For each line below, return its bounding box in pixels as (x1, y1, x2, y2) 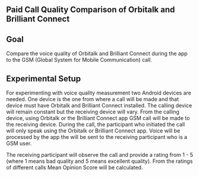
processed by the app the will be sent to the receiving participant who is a (6, 134, 188, 141)
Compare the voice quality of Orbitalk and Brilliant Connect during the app (6, 50, 188, 57)
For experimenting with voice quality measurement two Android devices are (6, 89, 192, 97)
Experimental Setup (6, 74, 81, 84)
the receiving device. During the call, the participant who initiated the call (6, 121, 185, 128)
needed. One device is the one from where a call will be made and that (6, 96, 179, 103)
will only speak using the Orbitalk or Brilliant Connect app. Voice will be (6, 127, 181, 134)
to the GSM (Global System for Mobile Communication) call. (6, 56, 153, 64)
